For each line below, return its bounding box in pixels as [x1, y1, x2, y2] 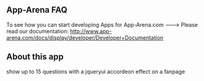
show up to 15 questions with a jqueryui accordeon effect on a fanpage [6, 68, 185, 75]
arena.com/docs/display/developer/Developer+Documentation [6, 33, 164, 41]
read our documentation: [6, 27, 69, 35]
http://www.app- [70, 27, 112, 35]
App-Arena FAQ [6, 5, 68, 15]
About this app [6, 52, 64, 62]
